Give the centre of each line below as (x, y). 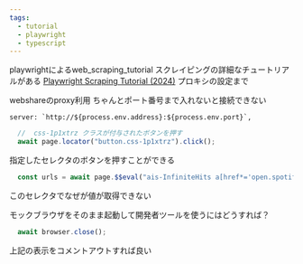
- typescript (42, 43)
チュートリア (266, 70)
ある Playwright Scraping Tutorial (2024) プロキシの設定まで (137, 81)
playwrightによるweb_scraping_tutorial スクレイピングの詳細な (126, 70)
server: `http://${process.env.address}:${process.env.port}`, (131, 118)
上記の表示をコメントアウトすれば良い (80, 250)
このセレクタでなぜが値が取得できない (80, 195)
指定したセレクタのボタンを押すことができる (92, 160)
